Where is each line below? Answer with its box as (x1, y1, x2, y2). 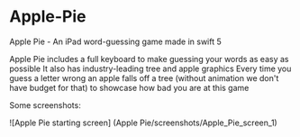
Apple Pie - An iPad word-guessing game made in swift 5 (9, 36, 223, 47)
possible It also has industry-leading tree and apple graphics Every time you (9, 63, 292, 74)
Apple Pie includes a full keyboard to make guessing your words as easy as (9, 53, 289, 64)
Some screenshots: (9, 99, 81, 110)
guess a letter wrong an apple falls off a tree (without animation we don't (9, 72, 279, 83)
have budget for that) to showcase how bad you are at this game (9, 82, 250, 93)
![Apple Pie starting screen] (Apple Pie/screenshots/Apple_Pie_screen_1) (9, 117, 277, 128)
